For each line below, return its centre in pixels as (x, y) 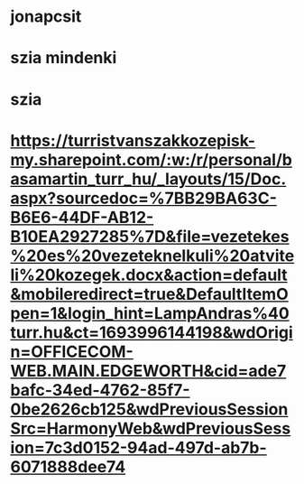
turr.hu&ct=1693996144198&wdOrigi (152, 332)
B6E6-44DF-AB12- (82, 217)
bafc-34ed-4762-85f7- (100, 390)
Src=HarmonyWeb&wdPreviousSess (151, 428)
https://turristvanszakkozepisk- (133, 140)
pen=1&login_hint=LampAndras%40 (150, 313)
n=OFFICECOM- (72, 352)
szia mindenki (64, 58)
